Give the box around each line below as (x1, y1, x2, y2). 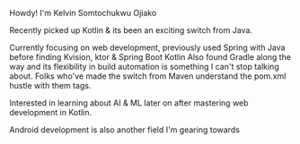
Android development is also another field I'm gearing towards (9, 124, 241, 135)
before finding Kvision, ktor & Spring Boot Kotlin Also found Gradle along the (9, 52, 292, 62)
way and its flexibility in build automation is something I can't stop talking (9, 62, 280, 72)
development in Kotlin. (9, 107, 93, 117)
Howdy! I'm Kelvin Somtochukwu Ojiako (9, 8, 157, 18)
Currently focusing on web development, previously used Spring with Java (9, 42, 286, 53)
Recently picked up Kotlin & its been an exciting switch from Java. (9, 25, 253, 35)
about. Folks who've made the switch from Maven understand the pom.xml (9, 71, 287, 81)
